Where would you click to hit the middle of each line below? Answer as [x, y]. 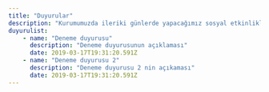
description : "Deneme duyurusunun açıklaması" [108, 46]
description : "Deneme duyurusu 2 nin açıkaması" [112, 68]
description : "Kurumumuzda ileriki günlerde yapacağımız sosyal [118, 23]
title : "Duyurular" [41, 16]
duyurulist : [28, 30]
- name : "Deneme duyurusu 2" [71, 61]
